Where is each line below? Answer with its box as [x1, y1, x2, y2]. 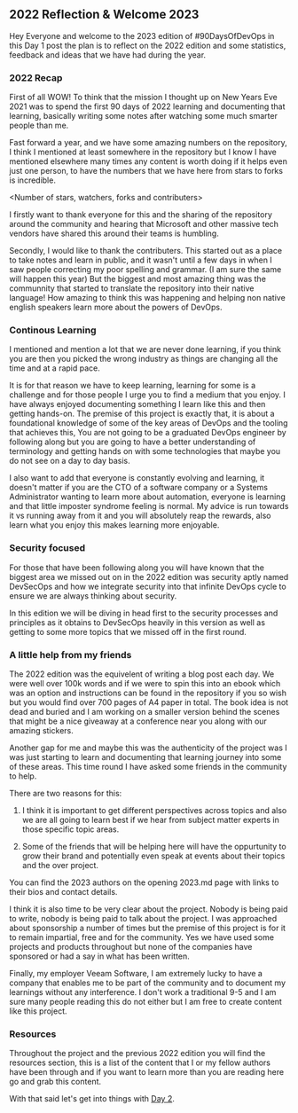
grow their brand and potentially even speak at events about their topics [21, 850, 286, 861]
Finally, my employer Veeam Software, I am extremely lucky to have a [9, 968, 263, 978]
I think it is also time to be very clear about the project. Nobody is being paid [9, 904, 288, 914]
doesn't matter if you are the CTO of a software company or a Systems [9, 482, 269, 493]
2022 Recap [9, 71, 63, 83]
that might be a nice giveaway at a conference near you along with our [9, 716, 268, 726]
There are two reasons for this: [9, 788, 122, 798]
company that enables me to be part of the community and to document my [9, 977, 286, 988]
